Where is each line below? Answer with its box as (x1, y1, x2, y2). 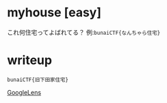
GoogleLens (7, 88, 42, 96)
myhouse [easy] (7, 5, 101, 20)
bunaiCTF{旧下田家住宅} (7, 76, 68, 83)
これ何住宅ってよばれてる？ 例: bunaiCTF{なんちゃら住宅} (7, 28, 161, 36)
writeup (7, 53, 53, 68)
